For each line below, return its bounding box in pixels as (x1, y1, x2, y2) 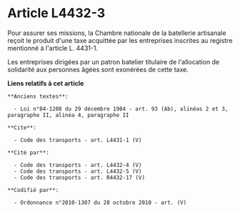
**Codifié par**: (7, 186, 59, 193)
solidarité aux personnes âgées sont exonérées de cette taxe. (7, 65, 189, 74)
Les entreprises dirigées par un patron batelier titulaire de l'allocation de (7, 57, 220, 66)
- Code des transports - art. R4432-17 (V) (14, 173, 145, 181)
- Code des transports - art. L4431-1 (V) (14, 136, 142, 143)
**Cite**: (7, 123, 37, 131)
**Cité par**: (7, 148, 50, 156)
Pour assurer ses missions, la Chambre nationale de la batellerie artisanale (7, 29, 226, 37)
